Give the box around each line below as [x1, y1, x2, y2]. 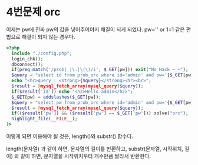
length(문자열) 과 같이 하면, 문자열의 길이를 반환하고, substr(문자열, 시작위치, [6, 145, 184, 153]
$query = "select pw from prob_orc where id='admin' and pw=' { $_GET [11, 99, 183, 106]
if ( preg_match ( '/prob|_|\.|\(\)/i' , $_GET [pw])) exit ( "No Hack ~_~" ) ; [11, 67, 189, 73]
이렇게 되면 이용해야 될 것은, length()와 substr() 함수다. [6, 133, 134, 140]
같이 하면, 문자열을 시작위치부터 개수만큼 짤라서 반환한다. [20, 153, 151, 160]
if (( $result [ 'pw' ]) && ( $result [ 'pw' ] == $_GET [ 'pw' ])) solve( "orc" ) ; [11, 110, 189, 116]
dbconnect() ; [11, 61, 44, 68]
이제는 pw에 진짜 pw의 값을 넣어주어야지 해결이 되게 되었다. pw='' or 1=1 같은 [6, 26, 185, 33]
